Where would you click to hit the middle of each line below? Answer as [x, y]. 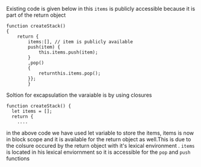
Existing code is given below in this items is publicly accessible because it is [101, 9]
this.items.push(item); [68, 52]
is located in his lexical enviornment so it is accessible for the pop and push [98, 152]
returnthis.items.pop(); [70, 73]
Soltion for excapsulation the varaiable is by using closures [79, 95]
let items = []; [32, 111]
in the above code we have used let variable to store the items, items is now [100, 133]
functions [18, 158]
